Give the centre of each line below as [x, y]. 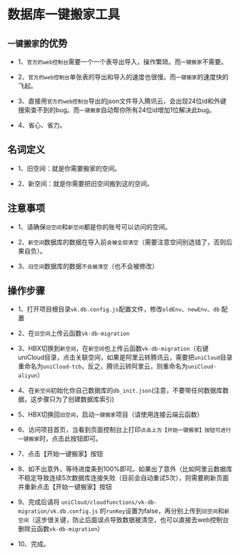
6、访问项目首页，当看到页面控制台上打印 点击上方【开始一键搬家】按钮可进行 [124, 430]
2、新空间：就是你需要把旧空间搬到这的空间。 [85, 184]
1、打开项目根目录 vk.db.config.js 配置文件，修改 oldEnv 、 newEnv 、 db [119, 309]
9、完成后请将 [39, 502]
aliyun [27, 376]
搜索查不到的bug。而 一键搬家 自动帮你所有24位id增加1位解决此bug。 [116, 110]
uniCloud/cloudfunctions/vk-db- [109, 503]
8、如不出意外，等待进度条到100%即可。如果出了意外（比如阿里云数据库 [125, 469]
